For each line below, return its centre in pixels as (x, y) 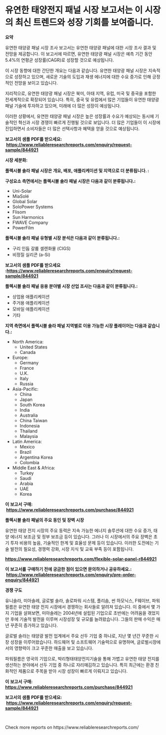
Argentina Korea (36, 457)
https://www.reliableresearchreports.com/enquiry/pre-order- (71, 574)
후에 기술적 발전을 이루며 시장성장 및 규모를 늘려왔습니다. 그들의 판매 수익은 (83, 619)
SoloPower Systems (33, 207)
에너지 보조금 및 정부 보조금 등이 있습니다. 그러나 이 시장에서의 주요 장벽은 (81, 536)
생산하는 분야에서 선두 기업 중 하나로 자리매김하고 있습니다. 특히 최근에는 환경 (80, 665)
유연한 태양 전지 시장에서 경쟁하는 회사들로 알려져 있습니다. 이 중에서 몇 (87, 606)
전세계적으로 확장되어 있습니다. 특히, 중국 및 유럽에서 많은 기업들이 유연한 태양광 (82, 99)
